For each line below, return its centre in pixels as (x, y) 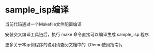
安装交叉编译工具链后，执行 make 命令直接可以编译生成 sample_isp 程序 (77, 34)
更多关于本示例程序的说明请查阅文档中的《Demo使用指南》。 (65, 44)
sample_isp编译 (37, 10)
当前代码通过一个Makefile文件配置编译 (43, 24)
